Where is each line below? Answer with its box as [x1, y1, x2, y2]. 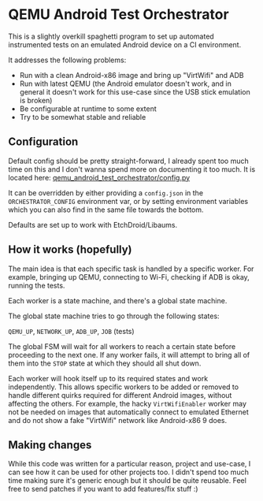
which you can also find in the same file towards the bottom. [8, 205, 204, 214]
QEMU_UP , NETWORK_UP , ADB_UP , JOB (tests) [8, 326, 135, 336]
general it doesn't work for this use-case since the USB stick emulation [19, 87, 250, 96]
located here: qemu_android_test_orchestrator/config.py [8, 173, 191, 182]
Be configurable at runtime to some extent [19, 104, 157, 113]
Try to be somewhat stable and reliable [19, 112, 146, 121]
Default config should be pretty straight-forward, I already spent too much [8, 156, 250, 165]
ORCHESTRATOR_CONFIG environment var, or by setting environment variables [8, 196, 249, 206]
